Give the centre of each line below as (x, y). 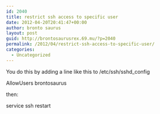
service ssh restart (29, 105)
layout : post (22, 33)
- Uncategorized (31, 55)
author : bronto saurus (33, 28)
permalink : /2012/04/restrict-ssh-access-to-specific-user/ (81, 44)
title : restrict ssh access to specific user (62, 17)
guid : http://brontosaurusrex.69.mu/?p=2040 (61, 39)
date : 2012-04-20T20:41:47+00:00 (47, 22)
